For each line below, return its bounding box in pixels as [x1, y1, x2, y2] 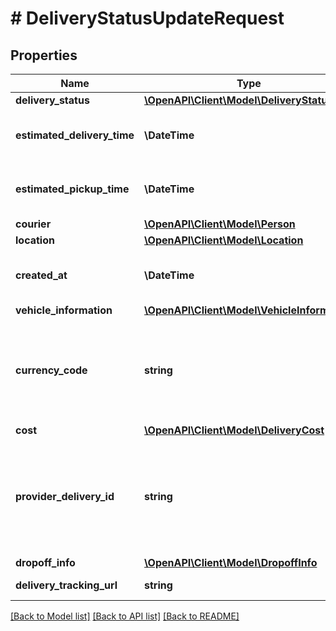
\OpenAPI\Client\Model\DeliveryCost [144, 423, 325, 437]
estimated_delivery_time [15, 128, 135, 142]
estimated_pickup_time [15, 182, 130, 196]
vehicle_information [15, 303, 113, 317]
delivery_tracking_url [15, 578, 118, 592]
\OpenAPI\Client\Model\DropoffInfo [144, 556, 318, 569]
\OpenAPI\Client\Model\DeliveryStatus [144, 93, 334, 107]
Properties [10, 47, 78, 64]
